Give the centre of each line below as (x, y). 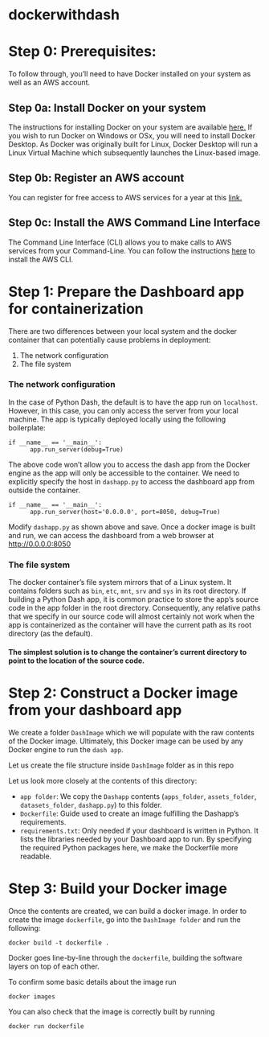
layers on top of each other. (54, 966)
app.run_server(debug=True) (77, 449)
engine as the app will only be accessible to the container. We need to (124, 473)
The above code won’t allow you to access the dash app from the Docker (129, 464)
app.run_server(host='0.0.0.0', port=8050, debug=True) (125, 512)
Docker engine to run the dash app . (66, 749)
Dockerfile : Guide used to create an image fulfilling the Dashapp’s (129, 813)
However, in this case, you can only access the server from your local (123, 410)
